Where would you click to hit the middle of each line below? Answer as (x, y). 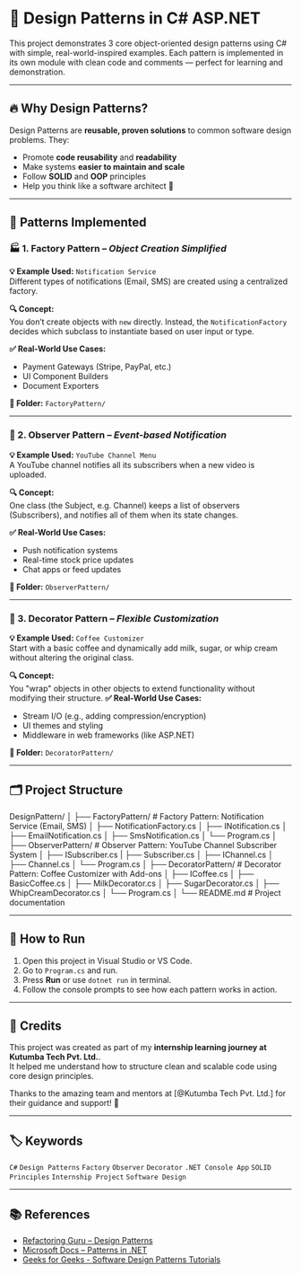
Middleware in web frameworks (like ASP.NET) (108, 735)
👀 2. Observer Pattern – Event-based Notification (118, 435)
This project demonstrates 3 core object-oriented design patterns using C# (148, 43)
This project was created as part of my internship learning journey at (138, 1048)
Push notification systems (70, 550)
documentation (37, 902)
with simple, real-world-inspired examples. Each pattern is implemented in (146, 52)
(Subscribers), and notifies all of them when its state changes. (124, 515)
